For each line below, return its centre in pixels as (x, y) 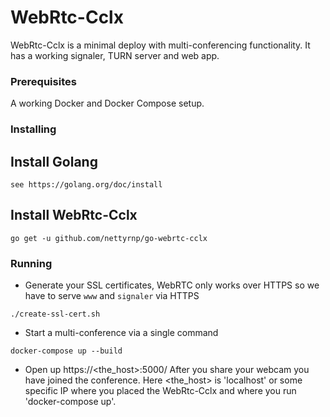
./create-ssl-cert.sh (55, 314)
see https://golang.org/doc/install (86, 184)
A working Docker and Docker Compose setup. (107, 103)
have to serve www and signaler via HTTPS (112, 296)
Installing (33, 129)
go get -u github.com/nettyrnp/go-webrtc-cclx (109, 238)
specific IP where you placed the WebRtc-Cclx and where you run (160, 391)
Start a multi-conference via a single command (121, 333)
